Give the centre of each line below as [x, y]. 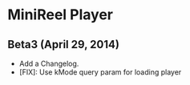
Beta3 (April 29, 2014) [63, 45]
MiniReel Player [61, 15]
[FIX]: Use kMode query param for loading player [100, 72]
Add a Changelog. [49, 63]
